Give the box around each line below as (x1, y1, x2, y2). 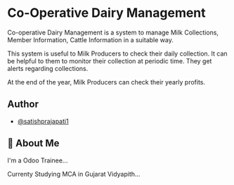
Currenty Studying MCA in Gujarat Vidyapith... (7, 170, 141, 178)
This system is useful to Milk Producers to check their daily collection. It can (7, 49, 228, 58)
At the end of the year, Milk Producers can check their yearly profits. (7, 77, 206, 86)
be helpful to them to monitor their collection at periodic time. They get (7, 56, 212, 65)
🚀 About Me (7, 137, 60, 149)
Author (7, 98, 39, 110)
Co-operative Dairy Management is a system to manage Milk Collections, (7, 28, 219, 37)
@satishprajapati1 (17, 117, 69, 125)
